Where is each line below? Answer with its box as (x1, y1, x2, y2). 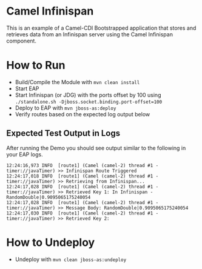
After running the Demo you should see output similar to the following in (6, 144, 186, 151)
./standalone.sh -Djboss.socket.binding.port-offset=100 (15, 99, 163, 105)
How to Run (6, 59, 66, 72)
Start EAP (15, 85, 39, 92)
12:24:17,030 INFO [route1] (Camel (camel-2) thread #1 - (6, 210, 159, 216)
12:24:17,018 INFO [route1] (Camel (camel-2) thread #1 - (6, 173, 159, 179)
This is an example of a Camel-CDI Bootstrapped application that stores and (6, 24, 197, 32)
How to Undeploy (6, 235, 95, 249)
